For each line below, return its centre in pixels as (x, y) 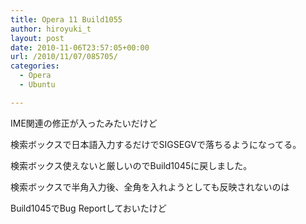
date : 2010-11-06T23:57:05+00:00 (80, 47)
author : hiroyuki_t (51, 29)
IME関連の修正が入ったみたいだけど (84, 123)
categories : (35, 66)
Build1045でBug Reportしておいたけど (88, 208)
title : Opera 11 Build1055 (66, 19)
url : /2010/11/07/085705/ (64, 57)
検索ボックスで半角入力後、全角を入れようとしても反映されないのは (150, 187)
